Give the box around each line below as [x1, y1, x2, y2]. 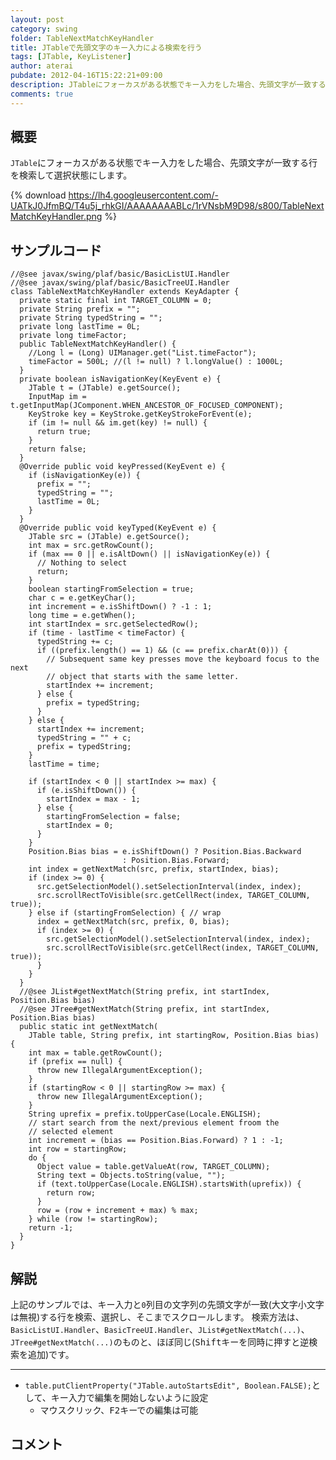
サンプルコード [10, 242, 102, 259]
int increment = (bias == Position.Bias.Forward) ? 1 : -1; [28, 1136, 284, 1146]
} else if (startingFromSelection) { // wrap [28, 908, 222, 918]
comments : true [10, 89, 74, 99]
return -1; [28, 1223, 74, 1233]
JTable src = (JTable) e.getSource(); [28, 532, 190, 542]
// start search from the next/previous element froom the [28, 1118, 280, 1128]
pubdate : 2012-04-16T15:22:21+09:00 [10, 71, 163, 81]
